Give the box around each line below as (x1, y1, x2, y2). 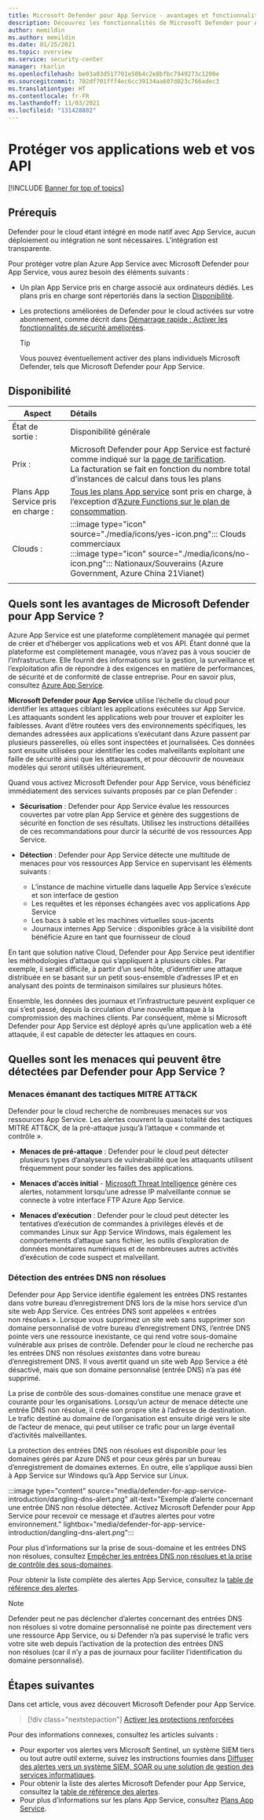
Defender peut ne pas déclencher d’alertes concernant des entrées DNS (8, 1614, 243, 1623)
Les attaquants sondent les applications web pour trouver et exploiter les (8, 713, 244, 722)
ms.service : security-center (8, 56, 104, 64)
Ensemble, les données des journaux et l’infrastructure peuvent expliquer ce (8, 996, 255, 1006)
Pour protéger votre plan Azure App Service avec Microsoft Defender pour (8, 259, 250, 268)
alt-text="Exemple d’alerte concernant (129, 1494, 254, 1504)
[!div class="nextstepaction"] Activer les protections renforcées (27, 1715, 234, 1724)
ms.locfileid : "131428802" (8, 107, 97, 115)
